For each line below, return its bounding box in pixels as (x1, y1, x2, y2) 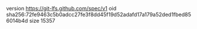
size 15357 (29, 17, 55, 24)
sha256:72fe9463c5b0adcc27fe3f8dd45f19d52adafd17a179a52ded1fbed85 (6, 11, 192, 18)
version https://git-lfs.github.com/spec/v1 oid (6, 5, 117, 12)
